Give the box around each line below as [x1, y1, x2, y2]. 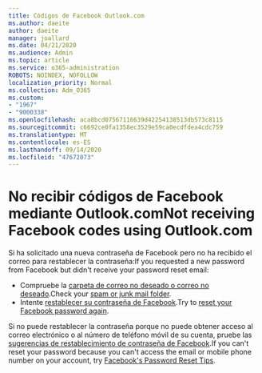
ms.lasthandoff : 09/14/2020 [8, 146, 102, 154]
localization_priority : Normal [8, 78, 113, 86]
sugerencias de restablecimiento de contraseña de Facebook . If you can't [8, 339, 249, 348]
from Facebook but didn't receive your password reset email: [8, 265, 209, 275]
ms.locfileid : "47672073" [8, 153, 94, 161]
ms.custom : [8, 94, 45, 102]
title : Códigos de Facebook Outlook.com [8, 11, 145, 20]
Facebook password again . [19, 306, 109, 316]
